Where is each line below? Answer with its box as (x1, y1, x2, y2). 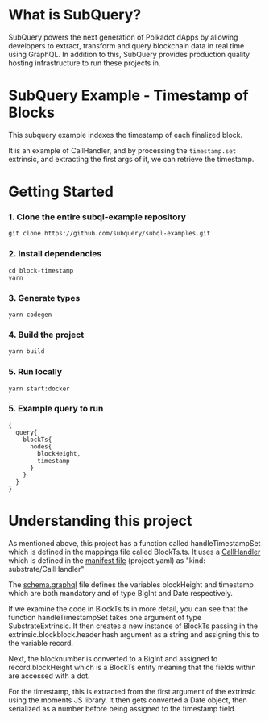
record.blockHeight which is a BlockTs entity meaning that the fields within (8, 662, 256, 672)
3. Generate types (8, 292, 81, 303)
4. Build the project (8, 329, 85, 340)
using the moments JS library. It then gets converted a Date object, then (8, 695, 247, 705)
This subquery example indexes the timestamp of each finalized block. (8, 130, 243, 140)
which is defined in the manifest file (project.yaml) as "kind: (8, 555, 205, 565)
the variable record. (8, 638, 74, 648)
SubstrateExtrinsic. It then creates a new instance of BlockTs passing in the (8, 621, 259, 631)
